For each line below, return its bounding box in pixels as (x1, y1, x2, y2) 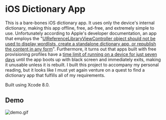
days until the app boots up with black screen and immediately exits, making (5, 56, 161, 62)
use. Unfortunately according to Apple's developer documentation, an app (5, 30, 157, 36)
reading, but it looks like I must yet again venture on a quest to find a (5, 67, 145, 73)
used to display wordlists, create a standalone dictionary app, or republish (5, 40, 156, 46)
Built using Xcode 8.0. (5, 81, 50, 87)
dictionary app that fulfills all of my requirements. (5, 72, 106, 78)
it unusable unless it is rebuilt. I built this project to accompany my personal (5, 62, 159, 68)
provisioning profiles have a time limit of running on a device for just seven (5, 51, 158, 57)
